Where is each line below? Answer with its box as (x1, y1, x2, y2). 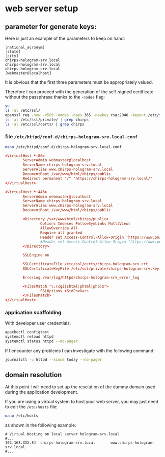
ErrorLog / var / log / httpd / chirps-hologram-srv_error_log (23, 275, 139, 280)
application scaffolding (5, 309, 61, 316)
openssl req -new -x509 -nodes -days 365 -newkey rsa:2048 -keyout (5, 112, 146, 118)
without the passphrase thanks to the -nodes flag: (5, 94, 105, 100)
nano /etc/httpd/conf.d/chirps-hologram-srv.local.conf (5, 144, 122, 150)
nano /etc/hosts (5, 413, 38, 418)
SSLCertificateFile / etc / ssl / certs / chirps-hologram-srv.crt (23, 262, 148, 267)
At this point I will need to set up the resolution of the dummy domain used (5, 383, 156, 390)
